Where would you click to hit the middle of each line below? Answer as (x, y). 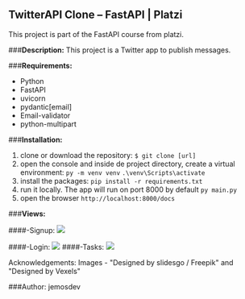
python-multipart (48, 124)
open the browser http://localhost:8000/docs (98, 197)
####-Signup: (32, 230)
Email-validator (45, 115)
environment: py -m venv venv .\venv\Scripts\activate (112, 172)
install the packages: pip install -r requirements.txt (111, 181)
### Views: (27, 214)
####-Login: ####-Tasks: (56, 247)
